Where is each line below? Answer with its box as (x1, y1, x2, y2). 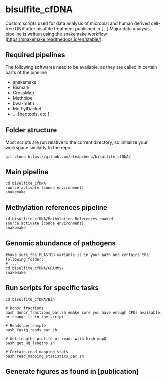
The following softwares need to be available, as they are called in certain (5, 64, 157, 70)
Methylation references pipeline (5, 203, 108, 212)
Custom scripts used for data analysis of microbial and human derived (5, 20, 150, 26)
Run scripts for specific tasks (5, 284, 99, 292)
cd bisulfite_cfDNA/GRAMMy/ (5, 266, 64, 271)
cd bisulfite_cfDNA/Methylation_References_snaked (5, 217, 113, 222)
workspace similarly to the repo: (5, 144, 72, 150)
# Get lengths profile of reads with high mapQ (5, 336, 107, 341)
